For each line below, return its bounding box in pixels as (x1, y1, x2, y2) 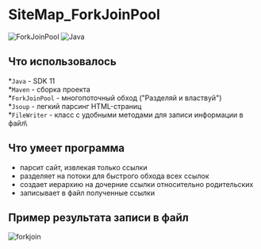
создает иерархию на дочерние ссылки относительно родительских (19, 179, 254, 189)
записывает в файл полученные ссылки (19, 188, 155, 197)
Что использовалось (8, 55, 117, 68)
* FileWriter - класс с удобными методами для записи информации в (8, 110, 244, 119)
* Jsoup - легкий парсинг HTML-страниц (8, 101, 142, 111)
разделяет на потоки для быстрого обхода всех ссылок (19, 171, 209, 181)
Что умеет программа (8, 142, 125, 155)
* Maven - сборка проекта (8, 84, 91, 94)
